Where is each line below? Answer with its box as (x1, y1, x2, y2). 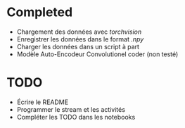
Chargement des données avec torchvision (16, 27, 142, 36)
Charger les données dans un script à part (16, 42, 140, 51)
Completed (6, 4, 73, 20)
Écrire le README (16, 98, 68, 106)
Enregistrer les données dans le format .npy (16, 34, 144, 43)
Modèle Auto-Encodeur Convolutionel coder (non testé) (16, 50, 179, 58)
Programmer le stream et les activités (16, 105, 126, 113)
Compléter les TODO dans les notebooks (16, 113, 136, 121)
